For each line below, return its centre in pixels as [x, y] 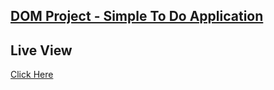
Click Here [32, 75]
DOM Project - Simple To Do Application [137, 16]
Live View [41, 50]
